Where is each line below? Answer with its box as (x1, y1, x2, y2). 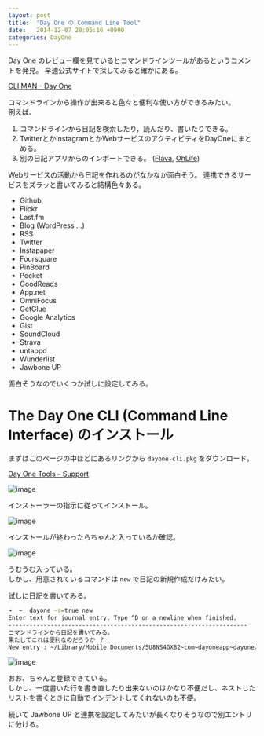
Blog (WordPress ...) (19, 221, 85, 230)
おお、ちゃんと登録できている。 (8, 673, 112, 683)
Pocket (19, 271, 43, 280)
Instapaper (19, 246, 55, 255)
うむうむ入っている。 (8, 565, 77, 574)
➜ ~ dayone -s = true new (8, 606, 93, 615)
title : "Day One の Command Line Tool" (8, 19, 141, 27)
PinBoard (19, 262, 49, 272)
